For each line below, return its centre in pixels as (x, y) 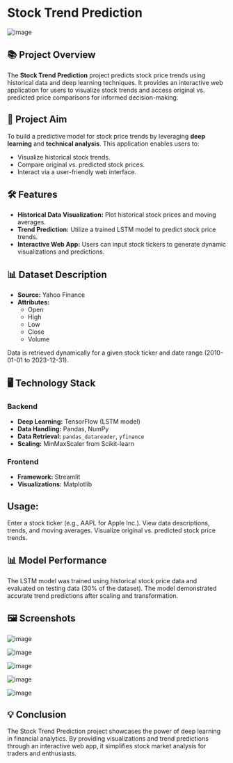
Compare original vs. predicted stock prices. (81, 164)
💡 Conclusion (37, 715)
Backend (23, 406)
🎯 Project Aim (37, 120)
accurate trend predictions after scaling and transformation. (93, 595)
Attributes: (33, 302)
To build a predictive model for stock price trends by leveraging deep (106, 136)
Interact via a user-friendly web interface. (77, 171)
